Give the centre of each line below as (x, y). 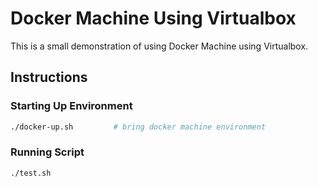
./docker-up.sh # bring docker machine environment (138, 127)
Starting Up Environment (71, 106)
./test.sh (31, 173)
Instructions (49, 77)
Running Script (47, 152)
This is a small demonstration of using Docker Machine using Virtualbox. (159, 46)
